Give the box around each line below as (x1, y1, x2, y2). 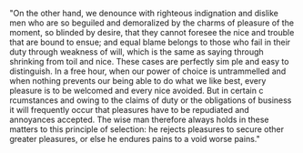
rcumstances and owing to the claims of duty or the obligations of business (9, 95, 292, 106)
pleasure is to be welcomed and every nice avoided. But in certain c (9, 86, 264, 96)
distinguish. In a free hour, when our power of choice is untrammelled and (9, 66, 287, 76)
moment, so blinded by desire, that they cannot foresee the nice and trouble (9, 27, 295, 37)
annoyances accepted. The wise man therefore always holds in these (9, 114, 269, 125)
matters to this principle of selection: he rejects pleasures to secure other (9, 124, 285, 135)
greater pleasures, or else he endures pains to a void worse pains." (9, 134, 261, 144)
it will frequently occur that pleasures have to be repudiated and (9, 105, 250, 115)
